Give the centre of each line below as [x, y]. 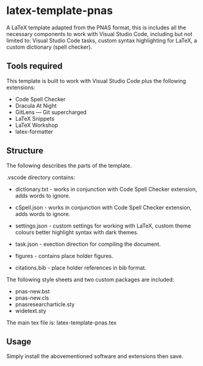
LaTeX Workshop [37, 125]
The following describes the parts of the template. [69, 165]
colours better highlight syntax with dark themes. [77, 232]
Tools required [34, 66]
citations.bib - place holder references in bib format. [81, 267]
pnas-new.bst [32, 291]
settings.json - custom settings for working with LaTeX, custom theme [103, 226]
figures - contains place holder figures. [64, 256]
